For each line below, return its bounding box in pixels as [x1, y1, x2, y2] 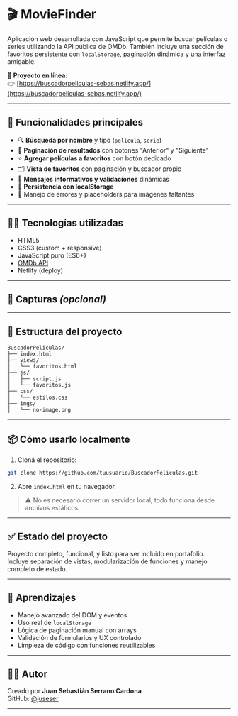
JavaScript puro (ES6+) [17, 250, 86, 260]
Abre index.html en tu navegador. [17, 482, 117, 490]
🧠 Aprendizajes [7, 592, 76, 604]
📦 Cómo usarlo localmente [7, 433, 130, 445]
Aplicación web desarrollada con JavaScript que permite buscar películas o [7, 34, 228, 43]
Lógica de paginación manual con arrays [17, 626, 137, 634]
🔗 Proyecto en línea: [7, 71, 68, 79]
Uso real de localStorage [17, 618, 92, 627]
